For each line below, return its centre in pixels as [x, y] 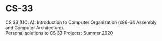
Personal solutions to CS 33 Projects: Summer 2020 [59, 33]
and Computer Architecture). [35, 27]
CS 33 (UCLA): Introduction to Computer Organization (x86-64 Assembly [81, 22]
